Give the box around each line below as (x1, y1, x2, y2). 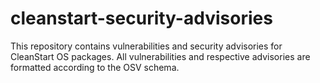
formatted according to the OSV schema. (10, 61, 180, 73)
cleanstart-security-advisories (10, 7, 273, 30)
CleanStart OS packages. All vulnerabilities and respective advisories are (10, 50, 311, 62)
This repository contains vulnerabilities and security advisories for (10, 40, 283, 52)
